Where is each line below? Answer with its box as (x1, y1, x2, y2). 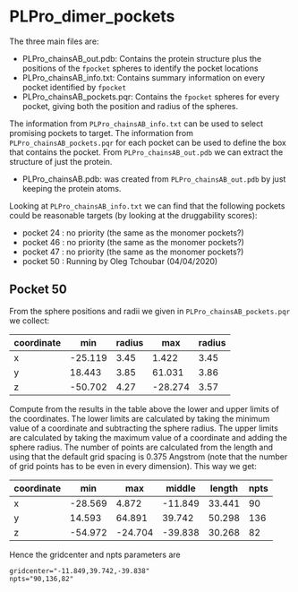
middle (165, 482, 196, 494)
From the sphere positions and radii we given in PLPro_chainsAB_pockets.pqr (9, 305, 291, 316)
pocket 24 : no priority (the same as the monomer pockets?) (21, 227, 244, 238)
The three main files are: (9, 36, 99, 47)
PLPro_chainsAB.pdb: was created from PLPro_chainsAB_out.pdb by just (21, 173, 286, 184)
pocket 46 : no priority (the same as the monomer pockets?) (21, 236, 244, 247)
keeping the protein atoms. (21, 183, 122, 193)
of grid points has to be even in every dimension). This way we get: (9, 460, 257, 471)
